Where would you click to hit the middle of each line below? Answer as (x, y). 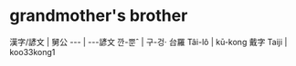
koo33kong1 (32, 52)
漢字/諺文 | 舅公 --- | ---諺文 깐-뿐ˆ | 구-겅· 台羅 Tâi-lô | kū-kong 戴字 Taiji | (148, 42)
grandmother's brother (99, 16)
